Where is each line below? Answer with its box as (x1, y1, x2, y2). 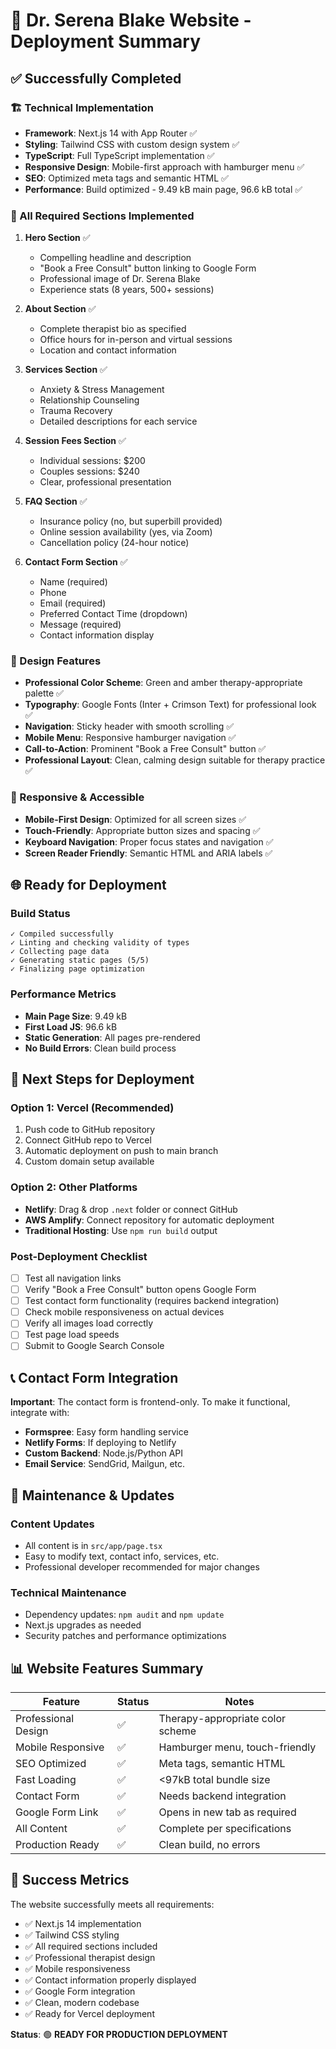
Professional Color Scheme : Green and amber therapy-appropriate (24, 677, 303, 689)
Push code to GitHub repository (24, 1124, 156, 1136)
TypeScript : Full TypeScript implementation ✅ (24, 149, 215, 161)
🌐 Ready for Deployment (10, 877, 167, 894)
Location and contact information (39, 344, 177, 356)
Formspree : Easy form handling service (24, 1426, 189, 1438)
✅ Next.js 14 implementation (24, 1917, 142, 1929)
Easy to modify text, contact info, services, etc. (24, 1550, 220, 1562)
